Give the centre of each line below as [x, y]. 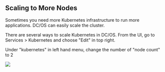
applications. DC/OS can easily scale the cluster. [55, 25]
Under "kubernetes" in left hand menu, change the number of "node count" [83, 49]
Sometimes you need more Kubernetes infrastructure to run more [72, 20]
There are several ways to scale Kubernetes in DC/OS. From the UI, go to [80, 35]
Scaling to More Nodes [41, 8]
